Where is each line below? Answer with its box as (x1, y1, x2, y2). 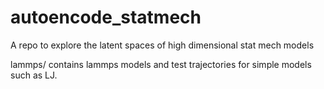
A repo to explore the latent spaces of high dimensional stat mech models (10, 39, 315, 51)
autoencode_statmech (10, 6, 202, 29)
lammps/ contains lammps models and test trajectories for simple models (10, 58, 312, 70)
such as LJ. (10, 69, 58, 81)
